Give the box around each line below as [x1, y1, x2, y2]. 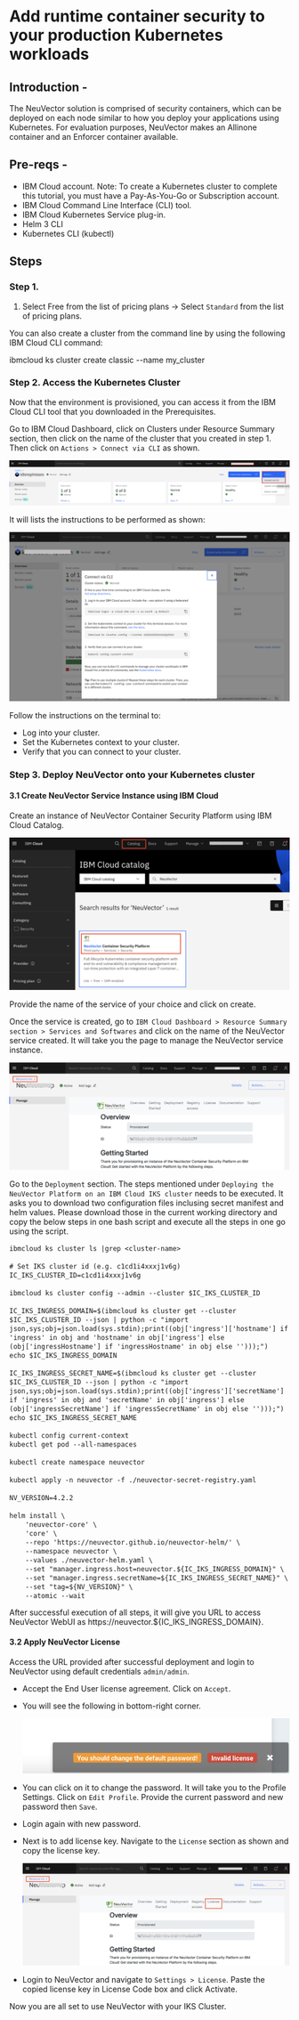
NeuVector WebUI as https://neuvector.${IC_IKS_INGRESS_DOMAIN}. [9, 1616, 264, 1627]
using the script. [9, 1226, 69, 1237]
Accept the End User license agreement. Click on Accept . [21, 1683, 231, 1694]
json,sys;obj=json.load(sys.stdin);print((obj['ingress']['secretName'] [9, 1386, 285, 1395]
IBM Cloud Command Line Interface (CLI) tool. [21, 199, 192, 210]
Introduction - [9, 79, 88, 94]
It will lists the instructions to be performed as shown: [9, 514, 206, 524]
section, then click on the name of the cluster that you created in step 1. [9, 433, 271, 443]
